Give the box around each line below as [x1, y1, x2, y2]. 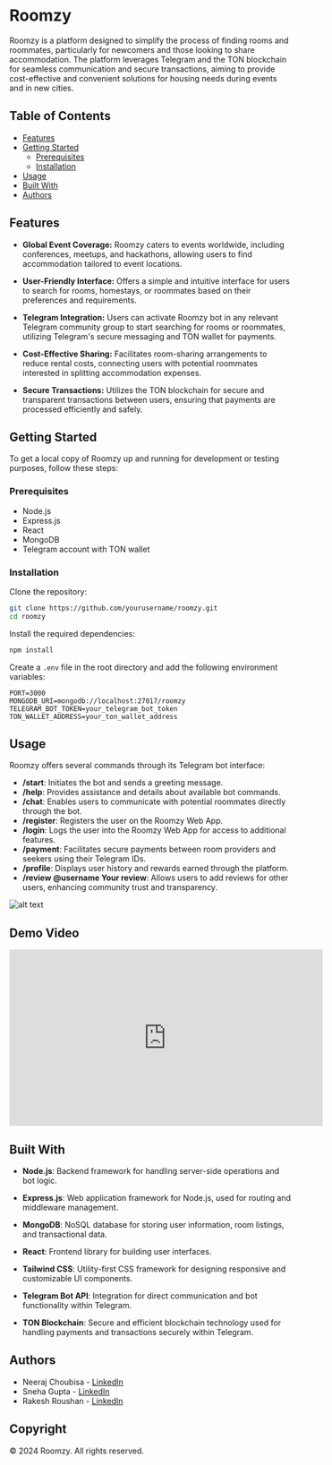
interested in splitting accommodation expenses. [21, 367, 202, 378]
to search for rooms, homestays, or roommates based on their [21, 285, 251, 296]
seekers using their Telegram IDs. [21, 853, 146, 864]
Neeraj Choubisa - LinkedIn [21, 1376, 123, 1387]
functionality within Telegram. [21, 1300, 132, 1311]
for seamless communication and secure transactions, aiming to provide [9, 64, 276, 74]
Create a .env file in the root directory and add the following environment [9, 662, 278, 673]
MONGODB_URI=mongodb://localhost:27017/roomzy [9, 696, 186, 706]
